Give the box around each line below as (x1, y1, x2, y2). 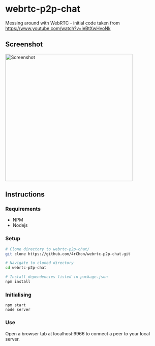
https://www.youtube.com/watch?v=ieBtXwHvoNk (5, 25, 111, 31)
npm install (5, 279, 30, 284)
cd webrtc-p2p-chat (5, 265, 47, 270)
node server (5, 307, 30, 312)
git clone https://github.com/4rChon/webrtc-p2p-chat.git (5, 251, 131, 256)
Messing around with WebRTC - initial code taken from (5, 20, 120, 26)
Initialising (5, 291, 32, 298)
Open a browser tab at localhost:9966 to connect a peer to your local (5, 330, 150, 336)
